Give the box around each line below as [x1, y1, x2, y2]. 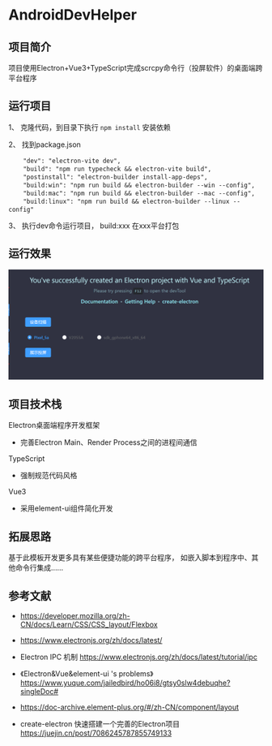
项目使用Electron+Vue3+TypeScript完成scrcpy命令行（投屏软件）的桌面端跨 [8, 63, 263, 72]
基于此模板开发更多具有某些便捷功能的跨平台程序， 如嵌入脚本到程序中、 [8, 553, 252, 563]
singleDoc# [19, 687, 59, 696]
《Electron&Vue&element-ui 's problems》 [19, 669, 154, 679]
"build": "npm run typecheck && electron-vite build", [23, 165, 212, 173]
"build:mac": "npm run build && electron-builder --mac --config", [23, 189, 255, 197]
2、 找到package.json [8, 140, 81, 149]
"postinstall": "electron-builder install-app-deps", [23, 173, 208, 181]
